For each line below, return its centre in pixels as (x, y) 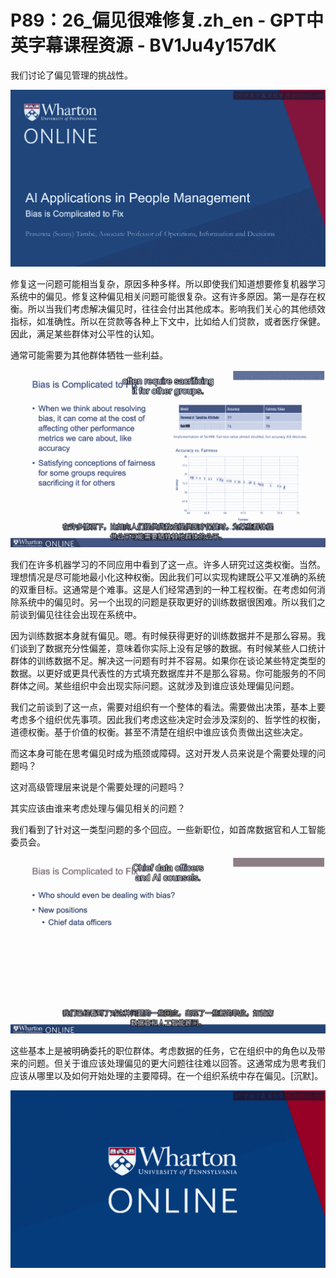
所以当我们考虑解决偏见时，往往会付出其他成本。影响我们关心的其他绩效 (176, 309)
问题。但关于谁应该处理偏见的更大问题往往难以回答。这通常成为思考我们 (176, 1063)
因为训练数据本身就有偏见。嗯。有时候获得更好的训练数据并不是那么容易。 (163, 635)
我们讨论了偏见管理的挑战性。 (71, 75)
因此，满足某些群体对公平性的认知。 (85, 334)
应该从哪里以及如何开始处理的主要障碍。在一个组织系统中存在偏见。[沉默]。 (167, 1076)
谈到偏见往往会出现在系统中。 (80, 614)
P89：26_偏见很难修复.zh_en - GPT (158, 20)
